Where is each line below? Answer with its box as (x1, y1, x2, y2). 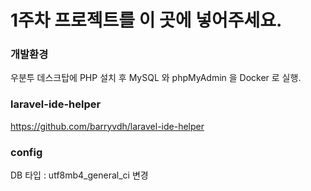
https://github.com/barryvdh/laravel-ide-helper (10, 120, 205, 132)
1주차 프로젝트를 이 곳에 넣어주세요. (10, 9, 283, 32)
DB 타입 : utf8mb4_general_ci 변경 (10, 169, 149, 181)
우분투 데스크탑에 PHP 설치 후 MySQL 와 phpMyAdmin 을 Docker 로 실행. (10, 72, 302, 84)
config (10, 145, 43, 159)
